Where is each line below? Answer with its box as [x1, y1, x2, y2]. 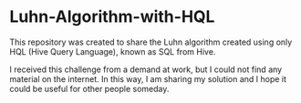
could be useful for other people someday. [9, 83, 170, 94]
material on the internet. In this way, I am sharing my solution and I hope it [9, 73, 287, 84]
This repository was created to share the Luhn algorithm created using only [9, 36, 293, 47]
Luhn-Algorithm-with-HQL [9, 6, 215, 27]
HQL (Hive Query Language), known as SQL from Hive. [9, 46, 216, 57]
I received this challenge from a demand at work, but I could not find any [9, 64, 283, 75]
